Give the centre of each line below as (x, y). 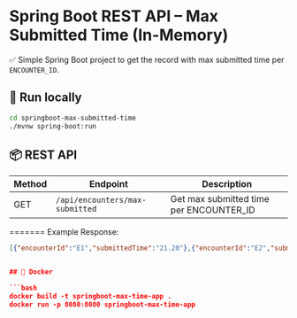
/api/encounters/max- (101, 200)
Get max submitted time (220, 199)
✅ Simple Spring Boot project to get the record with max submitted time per (147, 59)
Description (227, 184)
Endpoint (109, 184)
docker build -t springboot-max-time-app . (91, 296)
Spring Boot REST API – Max (114, 16)
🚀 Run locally (46, 98)
